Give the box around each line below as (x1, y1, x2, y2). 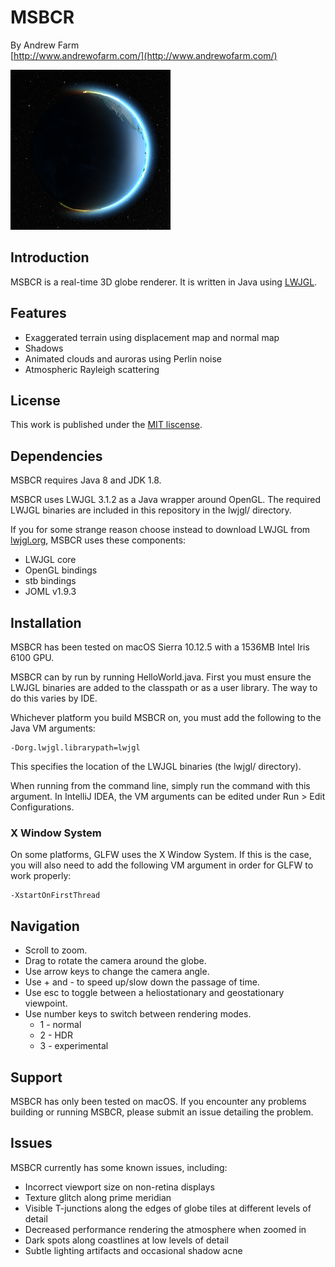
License (10, 392, 61, 409)
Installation (10, 614, 82, 631)
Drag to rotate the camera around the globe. (24, 955, 207, 967)
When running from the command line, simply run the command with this (10, 780, 311, 791)
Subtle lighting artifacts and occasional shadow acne (24, 1244, 243, 1256)
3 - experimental (39, 1040, 109, 1052)
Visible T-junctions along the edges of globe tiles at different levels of (24, 1202, 312, 1214)
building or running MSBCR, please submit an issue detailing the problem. (10, 1106, 314, 1118)
